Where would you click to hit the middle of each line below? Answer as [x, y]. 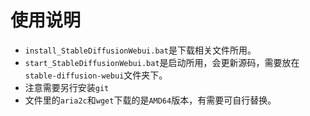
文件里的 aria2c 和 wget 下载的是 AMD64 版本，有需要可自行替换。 [150, 100]
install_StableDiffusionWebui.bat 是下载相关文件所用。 [140, 50]
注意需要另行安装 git [67, 87]
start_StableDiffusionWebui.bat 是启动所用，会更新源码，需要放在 [162, 62]
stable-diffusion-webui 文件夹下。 [96, 75]
